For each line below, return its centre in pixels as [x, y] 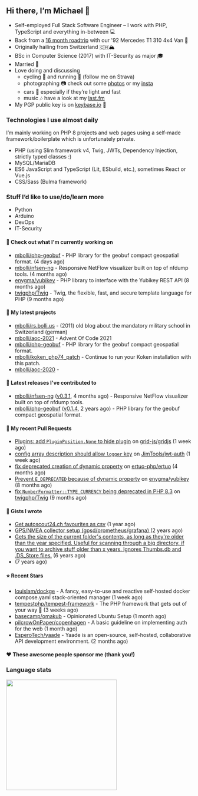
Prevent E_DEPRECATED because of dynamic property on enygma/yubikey [102, 479]
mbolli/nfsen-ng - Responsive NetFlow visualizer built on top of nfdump [101, 267]
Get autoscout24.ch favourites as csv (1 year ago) [75, 524]
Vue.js [22, 176]
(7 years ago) [31, 562]
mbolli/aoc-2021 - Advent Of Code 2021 [63, 338]
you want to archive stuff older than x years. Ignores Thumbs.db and [98, 549]
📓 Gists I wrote [24, 511]
